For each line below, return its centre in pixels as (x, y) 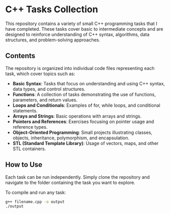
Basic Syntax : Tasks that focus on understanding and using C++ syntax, (89, 83)
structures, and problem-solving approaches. (53, 40)
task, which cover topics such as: (40, 74)
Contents (20, 56)
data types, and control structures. (49, 89)
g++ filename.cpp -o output (35, 202)
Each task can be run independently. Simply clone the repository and (78, 177)
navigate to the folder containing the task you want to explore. (70, 182)
